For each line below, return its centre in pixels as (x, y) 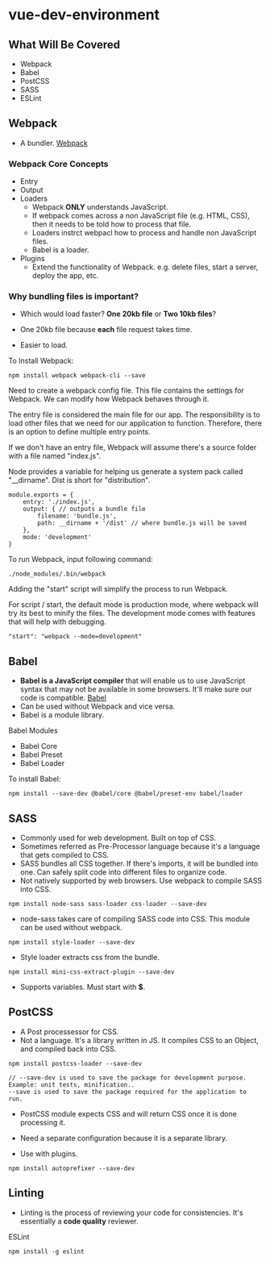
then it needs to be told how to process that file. (112, 224)
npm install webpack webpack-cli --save (77, 376)
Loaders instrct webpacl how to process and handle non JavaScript (144, 233)
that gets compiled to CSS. (64, 855)
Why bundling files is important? (74, 297)
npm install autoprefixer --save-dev (72, 1168)
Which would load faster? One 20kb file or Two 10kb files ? (118, 314)
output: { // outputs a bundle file (85, 509)
